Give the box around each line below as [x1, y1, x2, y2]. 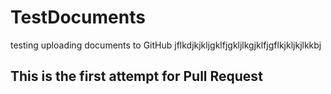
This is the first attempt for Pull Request [10, 68, 263, 85]
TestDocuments [10, 6, 146, 29]
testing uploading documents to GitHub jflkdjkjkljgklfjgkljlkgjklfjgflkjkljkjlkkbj [10, 39, 322, 51]
